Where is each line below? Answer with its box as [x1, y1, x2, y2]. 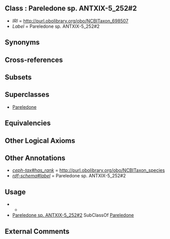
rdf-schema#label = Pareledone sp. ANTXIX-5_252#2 [12, 173, 126, 179]
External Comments [5, 227, 70, 235]
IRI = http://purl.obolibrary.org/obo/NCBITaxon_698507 [12, 17, 129, 24]
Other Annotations [5, 153, 66, 162]
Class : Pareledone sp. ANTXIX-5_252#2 [5, 4, 137, 13]
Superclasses [5, 90, 50, 99]
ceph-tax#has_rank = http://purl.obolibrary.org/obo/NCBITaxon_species [12, 167, 165, 173]
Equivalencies [5, 119, 51, 128]
